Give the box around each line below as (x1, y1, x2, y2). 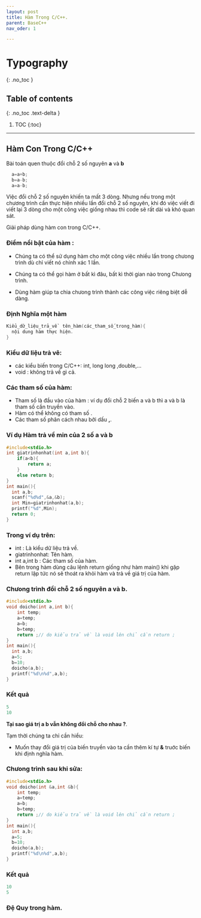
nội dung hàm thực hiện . (11, 328, 74, 335)
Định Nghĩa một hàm (6, 309, 67, 318)
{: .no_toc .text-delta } (6, 109, 60, 117)
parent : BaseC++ (6, 20, 47, 26)
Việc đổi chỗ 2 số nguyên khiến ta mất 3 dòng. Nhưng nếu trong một (6, 193, 175, 200)
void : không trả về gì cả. (14, 368, 77, 376)
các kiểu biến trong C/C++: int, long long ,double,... (14, 362, 142, 369)
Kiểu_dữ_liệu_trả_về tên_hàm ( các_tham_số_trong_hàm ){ (6, 324, 146, 330)
